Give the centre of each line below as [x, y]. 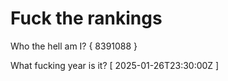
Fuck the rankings [86, 18]
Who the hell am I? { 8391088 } [74, 46]
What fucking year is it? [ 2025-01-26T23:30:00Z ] [115, 65]
